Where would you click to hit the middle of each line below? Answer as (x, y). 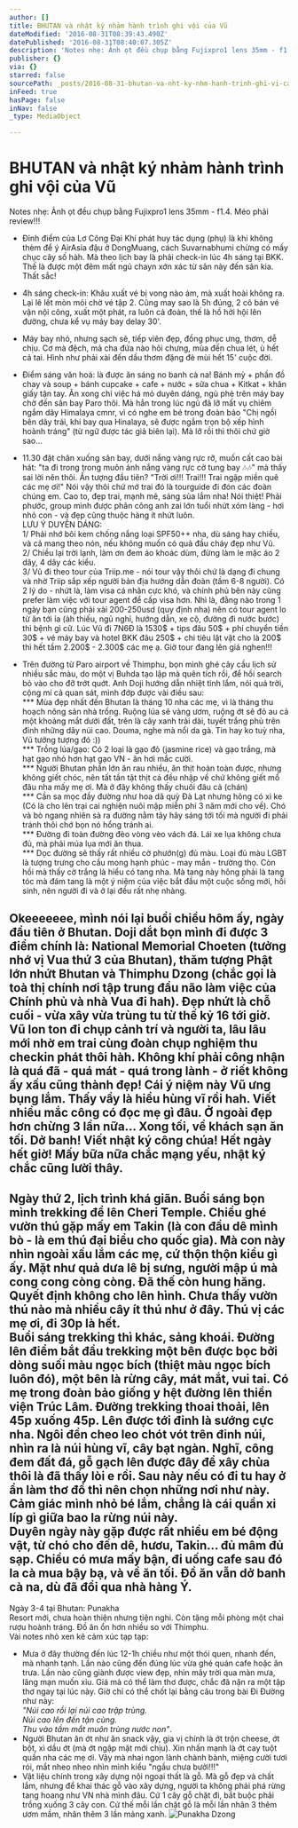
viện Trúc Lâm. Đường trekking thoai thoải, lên (139, 1407)
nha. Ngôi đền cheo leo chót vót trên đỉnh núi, (137, 1434)
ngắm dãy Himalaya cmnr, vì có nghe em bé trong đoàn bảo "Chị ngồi (149, 413)
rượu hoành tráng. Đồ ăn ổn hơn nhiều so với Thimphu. (109, 1627)
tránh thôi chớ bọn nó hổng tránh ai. (87, 825)
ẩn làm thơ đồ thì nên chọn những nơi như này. (140, 1489)
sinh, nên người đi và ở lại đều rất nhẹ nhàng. (104, 891)
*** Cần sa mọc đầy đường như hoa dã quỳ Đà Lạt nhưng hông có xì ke (152, 796)
